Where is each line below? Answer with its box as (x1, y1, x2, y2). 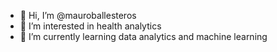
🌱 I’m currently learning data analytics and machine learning (19, 31, 268, 42)
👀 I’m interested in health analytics (19, 20, 162, 32)
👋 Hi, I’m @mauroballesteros (19, 10, 137, 21)
